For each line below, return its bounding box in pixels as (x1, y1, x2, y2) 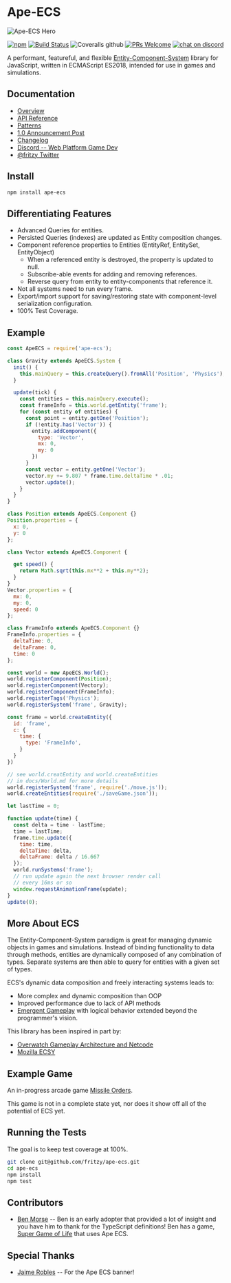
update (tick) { (13, 389, 57, 396)
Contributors (7, 1197, 64, 1209)
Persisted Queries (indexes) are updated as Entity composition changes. (16, 234, 222, 242)
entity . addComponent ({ (32, 427, 97, 434)
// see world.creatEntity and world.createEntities (7, 771, 158, 778)
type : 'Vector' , (37, 434, 85, 441)
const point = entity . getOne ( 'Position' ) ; (25, 414, 149, 421)
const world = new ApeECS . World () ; (7, 669, 109, 676)
